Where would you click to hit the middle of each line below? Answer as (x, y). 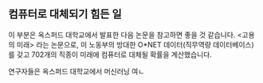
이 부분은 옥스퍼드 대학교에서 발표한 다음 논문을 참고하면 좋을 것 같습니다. (122, 35)
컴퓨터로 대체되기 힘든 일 (65, 14)
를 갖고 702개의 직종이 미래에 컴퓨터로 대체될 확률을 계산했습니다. (110, 55)
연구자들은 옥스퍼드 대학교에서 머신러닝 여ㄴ (77, 71)
